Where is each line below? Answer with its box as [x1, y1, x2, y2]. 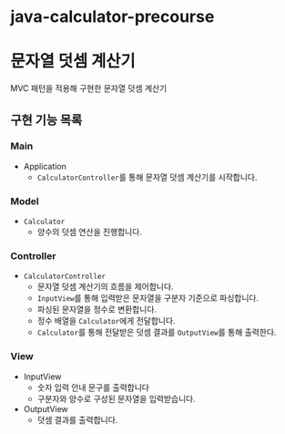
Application [23, 160, 67, 171]
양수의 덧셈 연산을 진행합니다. [36, 226, 142, 238]
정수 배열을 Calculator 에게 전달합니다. [36, 315, 176, 326]
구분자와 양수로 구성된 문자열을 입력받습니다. [36, 393, 196, 404]
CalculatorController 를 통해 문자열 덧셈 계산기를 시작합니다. [36, 171, 258, 182]
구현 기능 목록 [10, 112, 83, 128]
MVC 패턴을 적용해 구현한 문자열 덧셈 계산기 [10, 83, 168, 94]
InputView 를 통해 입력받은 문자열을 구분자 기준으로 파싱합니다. [36, 293, 259, 304]
